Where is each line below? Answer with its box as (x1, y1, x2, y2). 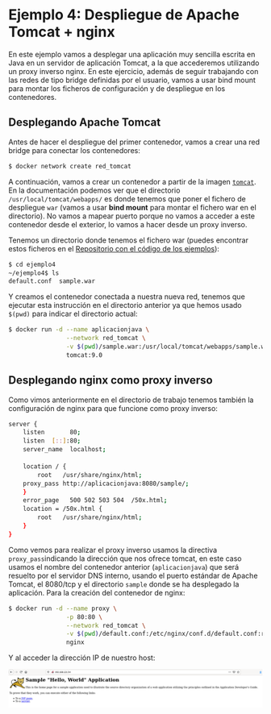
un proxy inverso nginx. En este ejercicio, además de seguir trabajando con (8, 66, 259, 76)
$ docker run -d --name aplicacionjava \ (8, 326, 150, 334)
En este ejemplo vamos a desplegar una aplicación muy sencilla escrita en (8, 49, 256, 59)
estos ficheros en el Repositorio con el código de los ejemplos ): (8, 243, 220, 253)
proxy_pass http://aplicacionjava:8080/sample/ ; (23, 479, 190, 488)
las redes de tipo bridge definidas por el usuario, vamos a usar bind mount (8, 75, 256, 85)
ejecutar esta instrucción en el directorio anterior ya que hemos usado (8, 301, 242, 310)
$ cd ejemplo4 (8, 260, 56, 268)
